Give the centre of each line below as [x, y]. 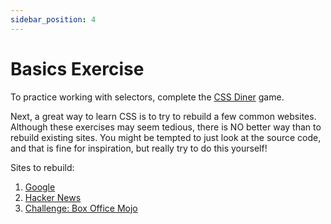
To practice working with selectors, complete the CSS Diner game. [147, 97]
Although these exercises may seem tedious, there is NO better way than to [166, 127]
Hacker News [53, 197]
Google [40, 187]
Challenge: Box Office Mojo [81, 208]
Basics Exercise [77, 68]
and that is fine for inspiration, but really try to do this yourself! [139, 148]
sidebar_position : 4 [53, 19]
